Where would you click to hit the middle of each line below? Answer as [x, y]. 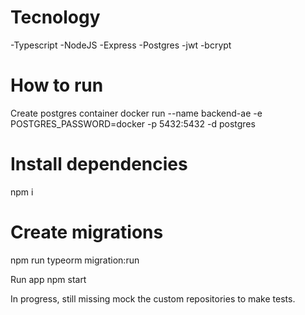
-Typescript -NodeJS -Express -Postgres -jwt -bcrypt [121, 45]
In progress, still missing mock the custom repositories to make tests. [153, 298]
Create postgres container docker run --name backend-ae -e [136, 113]
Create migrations [87, 232]
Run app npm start [48, 279]
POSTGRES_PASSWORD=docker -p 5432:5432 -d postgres [133, 123]
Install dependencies [99, 164]
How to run [57, 85]
